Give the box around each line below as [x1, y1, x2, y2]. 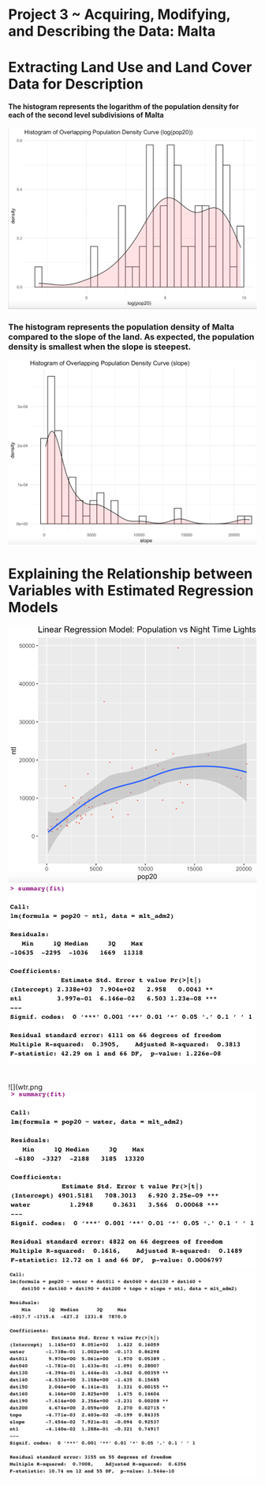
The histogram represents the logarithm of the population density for [8, 101, 239, 111]
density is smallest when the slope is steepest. [8, 341, 192, 352]
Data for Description [8, 75, 144, 93]
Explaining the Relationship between [8, 565, 253, 582]
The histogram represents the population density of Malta [8, 321, 235, 333]
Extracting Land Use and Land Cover [8, 58, 252, 77]
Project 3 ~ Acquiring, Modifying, [8, 6, 231, 24]
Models [8, 598, 58, 616]
